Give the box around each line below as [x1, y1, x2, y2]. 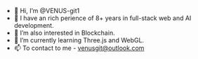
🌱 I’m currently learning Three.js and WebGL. [13, 36, 145, 44]
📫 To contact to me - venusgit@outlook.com [13, 44, 145, 52]
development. [13, 22, 54, 29]
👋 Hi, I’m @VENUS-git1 [13, 7, 80, 15]
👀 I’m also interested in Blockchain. [13, 28, 115, 37]
